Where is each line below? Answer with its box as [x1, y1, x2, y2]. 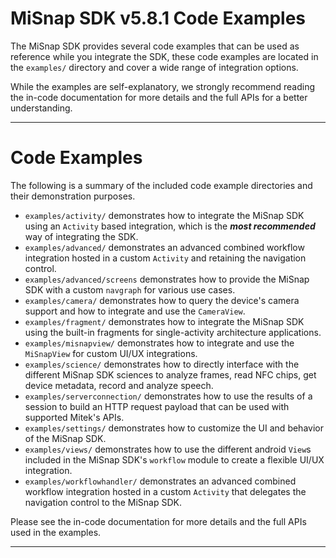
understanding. [10, 102, 73, 114]
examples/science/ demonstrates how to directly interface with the [24, 358, 300, 370]
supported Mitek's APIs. [24, 411, 125, 423]
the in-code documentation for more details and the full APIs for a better [10, 91, 308, 103]
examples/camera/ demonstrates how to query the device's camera [24, 294, 300, 306]
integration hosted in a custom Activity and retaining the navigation [24, 252, 307, 264]
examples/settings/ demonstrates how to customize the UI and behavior [24, 422, 324, 434]
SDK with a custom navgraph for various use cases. [24, 283, 236, 296]
